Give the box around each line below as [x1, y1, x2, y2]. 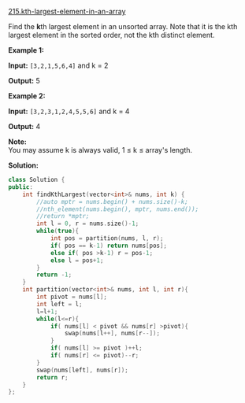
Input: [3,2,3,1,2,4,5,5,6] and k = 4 [8, 106, 130, 116]
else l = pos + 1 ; [50, 256, 104, 264]
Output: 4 [8, 122, 41, 131]
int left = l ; [36, 300, 83, 308]
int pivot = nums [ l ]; [36, 293, 108, 301]
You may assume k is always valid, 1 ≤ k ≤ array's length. [8, 146, 193, 154]
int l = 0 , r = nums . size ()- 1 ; [36, 220, 139, 227]
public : [8, 183, 34, 191]
